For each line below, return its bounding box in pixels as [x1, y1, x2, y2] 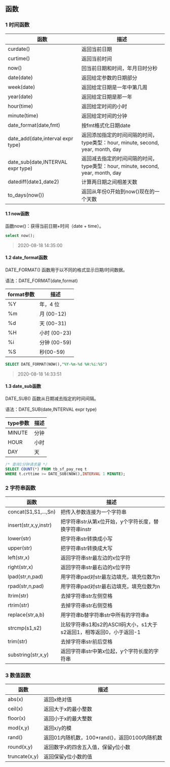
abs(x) [8, 696, 24, 703]
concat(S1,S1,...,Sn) [8, 508, 56, 515]
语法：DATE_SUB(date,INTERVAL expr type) [5, 406, 97, 413]
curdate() [8, 45, 30, 52]
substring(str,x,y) [8, 651, 49, 658]
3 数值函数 [5, 671, 31, 679]
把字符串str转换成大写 [60, 544, 113, 551]
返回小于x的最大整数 [44, 715, 93, 722]
